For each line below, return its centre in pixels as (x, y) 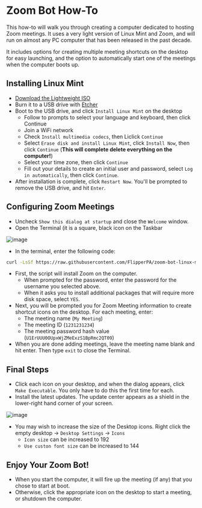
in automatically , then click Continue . (71, 175)
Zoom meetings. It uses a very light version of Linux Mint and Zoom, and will (101, 33)
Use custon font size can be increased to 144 (81, 446)
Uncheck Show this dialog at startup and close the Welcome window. (102, 221)
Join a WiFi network (49, 130)
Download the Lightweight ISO (53, 98)
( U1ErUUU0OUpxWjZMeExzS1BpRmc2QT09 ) (69, 338)
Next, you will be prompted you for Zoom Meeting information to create (103, 306)
